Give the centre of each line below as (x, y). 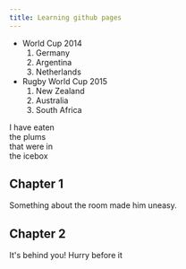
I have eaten (32, 127)
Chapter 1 (37, 184)
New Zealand (60, 91)
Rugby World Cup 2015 (65, 81)
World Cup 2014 (52, 43)
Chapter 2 (38, 234)
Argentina (54, 62)
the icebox (29, 156)
